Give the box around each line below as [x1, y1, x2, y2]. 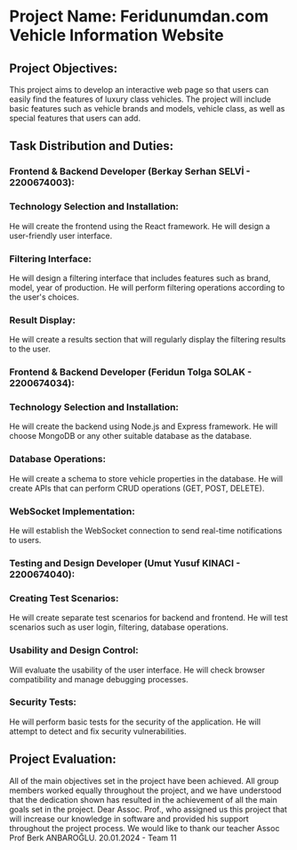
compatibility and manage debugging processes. [9, 673, 189, 684]
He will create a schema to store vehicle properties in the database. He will [9, 473, 283, 483]
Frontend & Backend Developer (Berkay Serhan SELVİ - [9, 165, 251, 177]
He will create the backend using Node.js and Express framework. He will [9, 421, 278, 432]
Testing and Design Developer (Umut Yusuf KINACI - [9, 557, 241, 569]
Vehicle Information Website [9, 25, 224, 45]
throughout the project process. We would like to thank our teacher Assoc [9, 822, 280, 833]
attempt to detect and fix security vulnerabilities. [9, 725, 187, 737]
